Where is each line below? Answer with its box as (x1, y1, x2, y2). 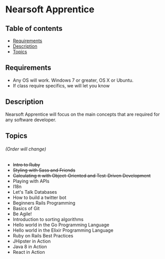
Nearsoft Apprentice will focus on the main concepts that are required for (5, 111, 160, 117)
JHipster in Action (12, 238, 51, 245)
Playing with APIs (12, 178, 50, 184)
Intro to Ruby (12, 162, 40, 168)
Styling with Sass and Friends (12, 167, 76, 173)
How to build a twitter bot (12, 194, 67, 201)
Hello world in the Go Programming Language (12, 222, 110, 228)
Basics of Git (12, 206, 40, 212)
